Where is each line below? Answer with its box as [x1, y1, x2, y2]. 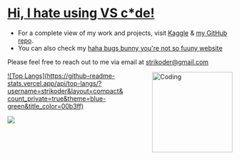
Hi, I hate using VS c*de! [7, 5, 155, 21]
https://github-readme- [46, 71, 116, 80]
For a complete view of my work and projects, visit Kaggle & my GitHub [17, 29, 227, 37]
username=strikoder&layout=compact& [7, 86, 124, 95]
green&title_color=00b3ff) [7, 101, 84, 110]
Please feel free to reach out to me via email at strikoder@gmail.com [7, 57, 209, 66]
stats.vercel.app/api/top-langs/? [7, 79, 102, 87]
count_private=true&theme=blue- [7, 94, 106, 103]
